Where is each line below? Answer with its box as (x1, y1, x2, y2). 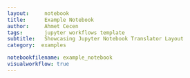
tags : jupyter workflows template (7, 29, 126, 36)
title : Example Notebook (7, 16, 95, 23)
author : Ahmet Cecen (7, 23, 79, 29)
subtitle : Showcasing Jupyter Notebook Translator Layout (7, 36, 184, 42)
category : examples (7, 42, 67, 49)
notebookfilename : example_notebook (7, 54, 113, 62)
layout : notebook (7, 10, 70, 17)
